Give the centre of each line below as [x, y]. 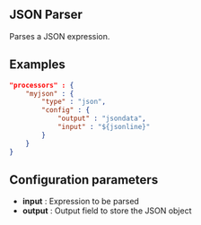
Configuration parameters [84, 180]
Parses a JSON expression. [60, 36]
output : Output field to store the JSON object [107, 211]
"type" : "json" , [74, 102]
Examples [37, 65]
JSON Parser [46, 15]
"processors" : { [42, 85]
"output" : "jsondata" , [101, 119]
